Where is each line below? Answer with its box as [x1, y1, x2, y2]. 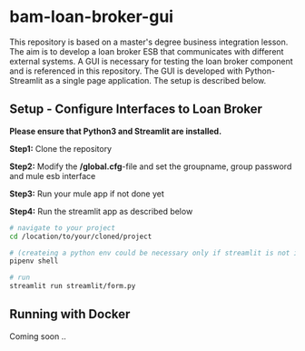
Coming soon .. [9, 330, 66, 342]
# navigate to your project [9, 223, 116, 233]
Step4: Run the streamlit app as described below [9, 206, 193, 216]
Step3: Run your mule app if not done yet [9, 188, 165, 199]
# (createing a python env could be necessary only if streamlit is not [9, 248, 290, 257]
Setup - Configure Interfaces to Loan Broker [9, 102, 263, 117]
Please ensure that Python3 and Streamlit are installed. [9, 125, 222, 136]
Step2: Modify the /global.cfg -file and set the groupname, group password [9, 161, 292, 172]
